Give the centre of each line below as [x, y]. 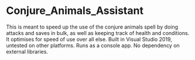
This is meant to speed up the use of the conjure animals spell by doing [92, 27]
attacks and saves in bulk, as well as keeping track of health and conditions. [98, 33]
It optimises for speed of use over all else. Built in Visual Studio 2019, [89, 39]
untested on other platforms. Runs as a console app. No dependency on [93, 45]
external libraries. [27, 51]
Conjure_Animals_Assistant [75, 11]
